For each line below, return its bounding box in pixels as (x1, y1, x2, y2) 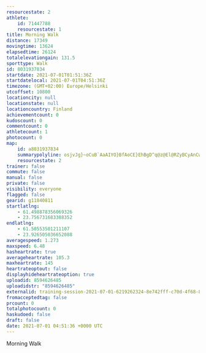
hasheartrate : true (6, 249, 56, 255)
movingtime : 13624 (6, 44, 53, 50)
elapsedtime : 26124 (6, 49, 56, 55)
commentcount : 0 (6, 123, 48, 130)
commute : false (6, 169, 45, 175)
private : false (6, 180, 45, 187)
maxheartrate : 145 (6, 260, 53, 266)
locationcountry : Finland (6, 106, 72, 112)
